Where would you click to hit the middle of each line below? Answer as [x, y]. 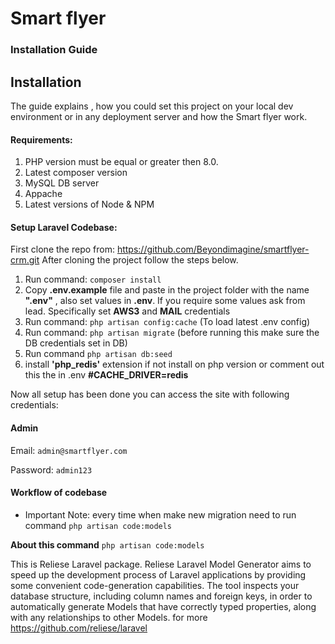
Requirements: [41, 139]
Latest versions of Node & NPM [89, 204]
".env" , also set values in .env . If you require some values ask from [165, 301]
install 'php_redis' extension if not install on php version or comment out [174, 364]
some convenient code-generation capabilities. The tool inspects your [155, 585]
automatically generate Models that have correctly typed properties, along [163, 606]
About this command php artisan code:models [107, 544]
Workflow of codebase [59, 493]
